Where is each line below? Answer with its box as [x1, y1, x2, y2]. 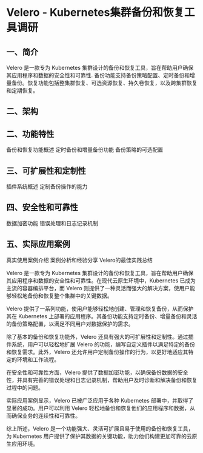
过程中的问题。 [6, 384, 44, 391]
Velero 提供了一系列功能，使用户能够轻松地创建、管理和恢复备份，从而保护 [6, 305, 194, 312]
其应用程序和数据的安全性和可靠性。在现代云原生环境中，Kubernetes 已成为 [6, 277, 196, 284]
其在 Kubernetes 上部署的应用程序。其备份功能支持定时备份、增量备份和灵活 [6, 312, 198, 319]
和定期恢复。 [6, 87, 38, 94]
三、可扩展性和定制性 [6, 165, 86, 176]
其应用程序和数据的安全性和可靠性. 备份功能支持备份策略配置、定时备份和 [6, 72, 190, 79]
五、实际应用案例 [6, 239, 70, 250]
